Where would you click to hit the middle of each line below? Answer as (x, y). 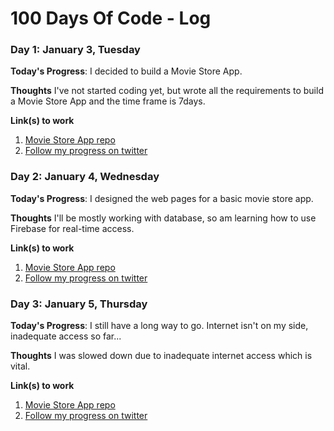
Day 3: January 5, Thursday (79, 304)
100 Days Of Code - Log (111, 18)
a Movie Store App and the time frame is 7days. (108, 101)
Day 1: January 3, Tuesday (75, 50)
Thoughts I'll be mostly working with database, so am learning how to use (163, 218)
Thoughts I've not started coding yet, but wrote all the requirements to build (167, 91)
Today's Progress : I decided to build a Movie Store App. (126, 71)
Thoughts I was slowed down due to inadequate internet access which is (161, 356)
